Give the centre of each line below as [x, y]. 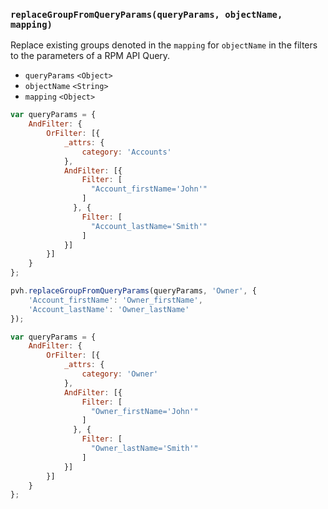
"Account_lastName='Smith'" [149, 226]
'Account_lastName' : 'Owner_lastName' [109, 309]
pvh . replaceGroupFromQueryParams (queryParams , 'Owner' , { [133, 291]
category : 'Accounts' [126, 152]
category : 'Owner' [120, 374]
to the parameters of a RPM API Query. [90, 56]
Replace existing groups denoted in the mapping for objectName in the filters [164, 45]
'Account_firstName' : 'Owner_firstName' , [115, 300]
